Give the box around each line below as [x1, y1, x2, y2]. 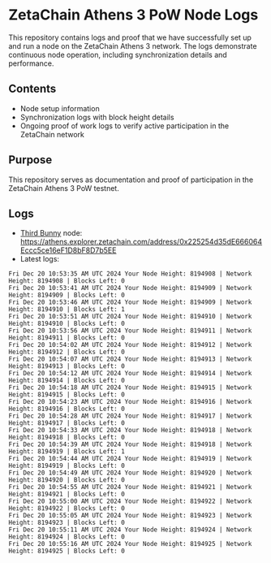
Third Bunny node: [19, 228, 83, 238]
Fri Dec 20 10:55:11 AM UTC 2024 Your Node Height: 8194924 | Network [8, 526, 252, 534]
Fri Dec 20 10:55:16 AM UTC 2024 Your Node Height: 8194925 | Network [8, 540, 252, 548]
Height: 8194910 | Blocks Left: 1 [8, 305, 126, 314]
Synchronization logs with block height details [19, 112, 174, 122]
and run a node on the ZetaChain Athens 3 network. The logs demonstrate [8, 41, 257, 50]
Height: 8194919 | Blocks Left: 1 [8, 448, 126, 456]
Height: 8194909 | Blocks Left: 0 [8, 291, 126, 300]
